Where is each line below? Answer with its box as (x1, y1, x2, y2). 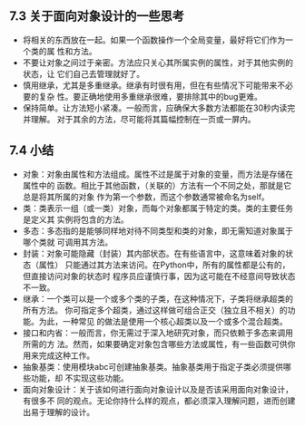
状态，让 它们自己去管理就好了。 (22, 68, 145, 79)
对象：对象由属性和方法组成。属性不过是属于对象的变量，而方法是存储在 (22, 169, 293, 179)
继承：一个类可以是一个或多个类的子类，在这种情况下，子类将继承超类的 (22, 293, 293, 304)
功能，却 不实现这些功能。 (30, 373, 129, 383)
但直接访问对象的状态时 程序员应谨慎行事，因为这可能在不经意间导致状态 (22, 270, 296, 281)
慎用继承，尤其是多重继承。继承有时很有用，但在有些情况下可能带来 (22, 80, 278, 91)
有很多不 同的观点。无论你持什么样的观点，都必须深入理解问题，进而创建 (22, 395, 296, 406)
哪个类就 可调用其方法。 (22, 237, 113, 247)
